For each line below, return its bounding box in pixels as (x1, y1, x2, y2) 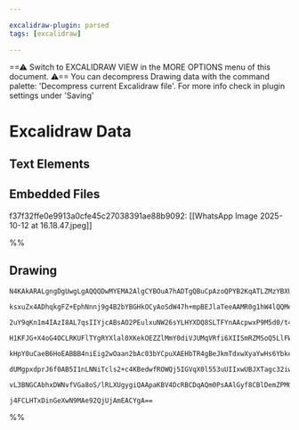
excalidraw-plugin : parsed (9, 21, 109, 29)
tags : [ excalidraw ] (9, 29, 82, 38)
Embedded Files (9, 186, 101, 202)
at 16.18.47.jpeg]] (30, 219, 93, 230)
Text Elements (9, 157, 91, 172)
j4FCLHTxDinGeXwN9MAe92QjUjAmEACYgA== (9, 396, 153, 405)
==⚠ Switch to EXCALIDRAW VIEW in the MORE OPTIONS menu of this (9, 62, 271, 72)
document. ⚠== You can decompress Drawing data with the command (9, 70, 270, 81)
